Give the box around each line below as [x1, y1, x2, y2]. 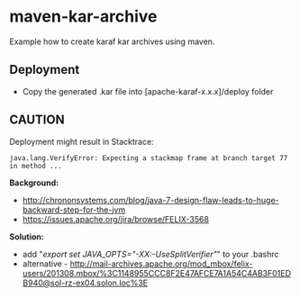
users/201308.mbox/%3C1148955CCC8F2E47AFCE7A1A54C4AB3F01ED [22, 267, 291, 278]
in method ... [9, 161, 63, 170]
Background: [9, 177, 59, 188]
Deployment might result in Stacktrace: [9, 136, 155, 147]
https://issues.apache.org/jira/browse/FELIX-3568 [22, 213, 210, 224]
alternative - [22, 258, 68, 269]
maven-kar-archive [9, 6, 158, 27]
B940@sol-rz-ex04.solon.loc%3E [22, 277, 149, 288]
